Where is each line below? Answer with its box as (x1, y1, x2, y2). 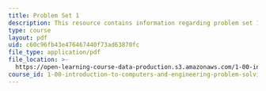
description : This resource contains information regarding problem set (8, 19, 253, 27)
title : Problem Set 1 (8, 11, 80, 20)
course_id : (8, 70, 44, 78)
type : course (8, 26, 51, 34)
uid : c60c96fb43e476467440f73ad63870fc (8, 41, 140, 49)
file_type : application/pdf (8, 48, 101, 56)
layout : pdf (8, 33, 47, 42)
